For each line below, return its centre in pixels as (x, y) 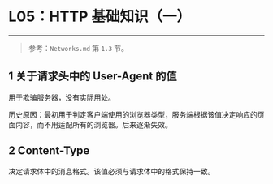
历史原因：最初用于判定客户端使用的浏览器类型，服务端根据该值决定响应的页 (136, 114)
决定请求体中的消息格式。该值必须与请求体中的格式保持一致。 (112, 171)
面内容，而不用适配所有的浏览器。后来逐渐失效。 (90, 124)
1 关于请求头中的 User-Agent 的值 (93, 77)
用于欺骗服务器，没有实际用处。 (62, 97)
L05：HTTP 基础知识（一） (100, 17)
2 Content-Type (49, 151)
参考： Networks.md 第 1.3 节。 (78, 48)
